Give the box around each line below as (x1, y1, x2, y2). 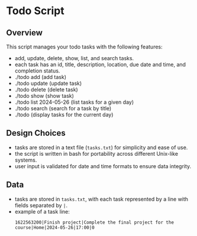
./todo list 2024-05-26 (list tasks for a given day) (14, 99, 134, 106)
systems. (14, 156, 37, 163)
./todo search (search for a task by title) (14, 105, 112, 112)
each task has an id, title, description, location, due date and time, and (14, 61, 186, 68)
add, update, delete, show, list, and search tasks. (14, 55, 134, 61)
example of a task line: (14, 208, 70, 215)
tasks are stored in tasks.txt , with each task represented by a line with (14, 195, 188, 202)
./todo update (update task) (14, 80, 82, 87)
